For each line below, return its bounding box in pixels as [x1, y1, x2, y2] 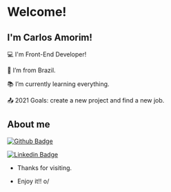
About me [7, 118, 50, 131]
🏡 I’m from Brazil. [7, 66, 57, 74]
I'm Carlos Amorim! [7, 32, 93, 43]
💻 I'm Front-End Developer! [7, 50, 87, 58]
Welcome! [7, 4, 67, 20]
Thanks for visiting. [17, 163, 72, 172]
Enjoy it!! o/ [17, 177, 50, 185]
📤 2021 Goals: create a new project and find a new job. [7, 96, 165, 104]
